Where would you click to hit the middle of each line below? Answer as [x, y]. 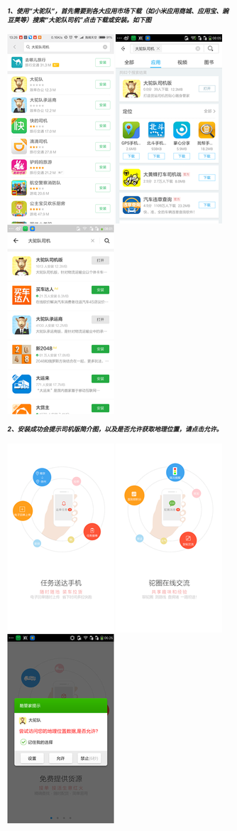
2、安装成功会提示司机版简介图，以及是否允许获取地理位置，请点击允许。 [115, 429]
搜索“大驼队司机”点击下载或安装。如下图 [92, 20]
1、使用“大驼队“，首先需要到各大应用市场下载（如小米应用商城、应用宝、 [115, 11]
